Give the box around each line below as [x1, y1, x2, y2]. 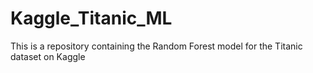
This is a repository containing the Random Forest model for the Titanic [10, 40, 303, 52]
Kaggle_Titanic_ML [10, 7, 173, 30]
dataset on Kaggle [10, 50, 86, 62]
